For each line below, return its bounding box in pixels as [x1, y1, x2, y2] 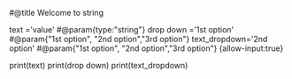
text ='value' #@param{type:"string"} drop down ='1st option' [9, 25, 234, 34]
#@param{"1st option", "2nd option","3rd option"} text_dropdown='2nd [9, 34, 268, 44]
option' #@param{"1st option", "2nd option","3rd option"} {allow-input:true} [9, 43, 284, 54]
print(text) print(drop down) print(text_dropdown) [9, 61, 188, 70]
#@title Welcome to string [9, 8, 104, 18]
